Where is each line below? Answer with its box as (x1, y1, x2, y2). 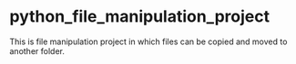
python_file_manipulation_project (9, 6, 270, 27)
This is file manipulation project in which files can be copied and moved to (9, 36, 288, 47)
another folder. (9, 45, 66, 56)
